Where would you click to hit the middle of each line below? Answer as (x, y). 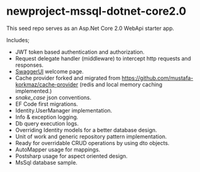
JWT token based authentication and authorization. (80, 52)
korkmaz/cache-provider (46, 84)
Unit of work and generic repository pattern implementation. (91, 136)
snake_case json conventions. (53, 97)
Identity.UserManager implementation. (64, 110)
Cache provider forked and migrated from (68, 78)
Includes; (18, 40)
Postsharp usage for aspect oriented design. (71, 156)
